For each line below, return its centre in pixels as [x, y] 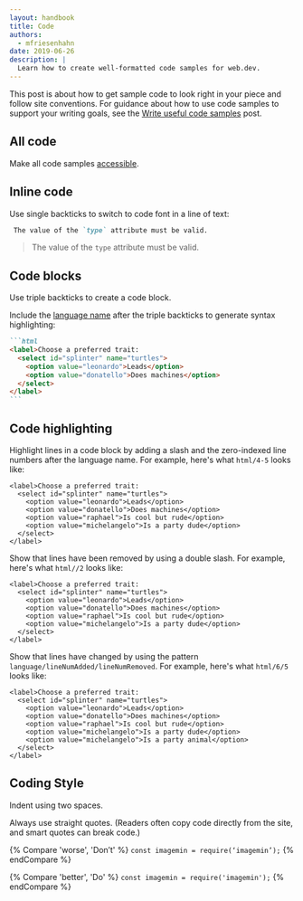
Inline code [41, 192]
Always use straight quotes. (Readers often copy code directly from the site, [151, 822]
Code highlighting [61, 428]
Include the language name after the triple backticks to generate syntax [142, 315]
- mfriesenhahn [46, 43]
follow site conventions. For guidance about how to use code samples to [144, 103]
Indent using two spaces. [57, 805]
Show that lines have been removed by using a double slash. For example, [147, 558]
